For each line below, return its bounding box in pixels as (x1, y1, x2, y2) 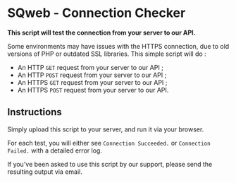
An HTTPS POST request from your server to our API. (17, 85, 169, 94)
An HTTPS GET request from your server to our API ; (17, 78, 168, 86)
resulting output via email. (7, 167, 83, 176)
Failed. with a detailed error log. (7, 146, 102, 155)
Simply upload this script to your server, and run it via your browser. (7, 125, 204, 134)
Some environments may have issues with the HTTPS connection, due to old (7, 42, 230, 50)
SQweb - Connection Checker (7, 5, 186, 21)
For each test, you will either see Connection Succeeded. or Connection (7, 138, 211, 147)
